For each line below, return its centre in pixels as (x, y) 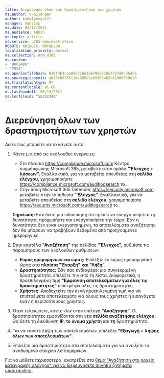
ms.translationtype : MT (29, 82)
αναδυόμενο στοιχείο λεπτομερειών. (50, 351)
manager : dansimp (23, 23)
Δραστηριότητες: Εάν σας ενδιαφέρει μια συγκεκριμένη (78, 270)
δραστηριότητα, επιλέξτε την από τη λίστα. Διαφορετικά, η (80, 276)
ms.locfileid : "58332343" (31, 96)
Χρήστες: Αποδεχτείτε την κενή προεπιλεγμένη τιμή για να (80, 291)
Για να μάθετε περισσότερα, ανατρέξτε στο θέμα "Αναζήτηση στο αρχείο (80, 360)
